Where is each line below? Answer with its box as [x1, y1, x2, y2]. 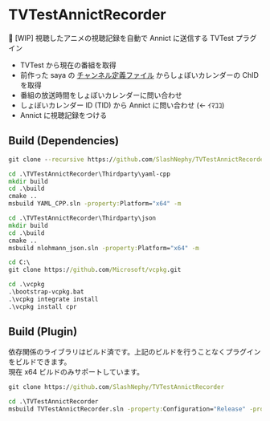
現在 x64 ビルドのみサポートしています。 [8, 367, 145, 377]
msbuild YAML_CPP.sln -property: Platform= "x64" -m [8, 200, 182, 208]
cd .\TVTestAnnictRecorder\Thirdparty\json [8, 214, 157, 222]
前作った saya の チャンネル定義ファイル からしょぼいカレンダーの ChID [19, 70, 260, 79]
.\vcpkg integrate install [8, 295, 99, 303]
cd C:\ [8, 258, 31, 266]
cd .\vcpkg [8, 281, 45, 289]
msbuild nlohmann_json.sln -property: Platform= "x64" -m [8, 244, 199, 252]
